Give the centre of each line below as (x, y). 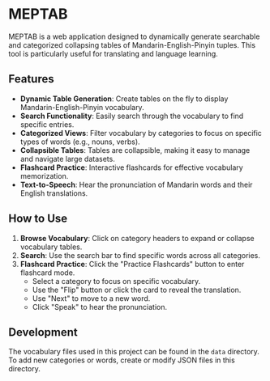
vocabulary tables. (51, 247)
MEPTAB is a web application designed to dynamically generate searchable (134, 36)
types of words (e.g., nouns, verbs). (80, 142)
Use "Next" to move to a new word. (91, 298)
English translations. (54, 193)
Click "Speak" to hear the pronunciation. (100, 307)
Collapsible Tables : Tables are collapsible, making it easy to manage (135, 150)
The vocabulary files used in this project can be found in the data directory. (134, 352)
